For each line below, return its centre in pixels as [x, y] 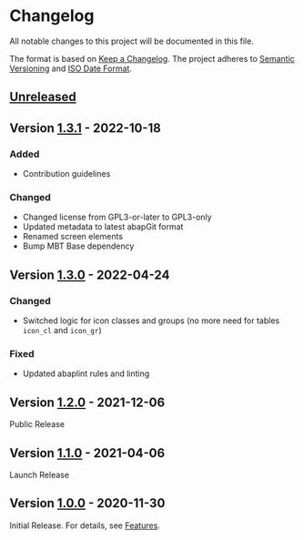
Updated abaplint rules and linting [86, 373]
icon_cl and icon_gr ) [62, 330]
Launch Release [40, 474]
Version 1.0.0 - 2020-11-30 [87, 503]
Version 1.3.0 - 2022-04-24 [90, 275]
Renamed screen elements [73, 237]
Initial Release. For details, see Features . [85, 525]
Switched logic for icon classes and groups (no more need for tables [151, 321]
